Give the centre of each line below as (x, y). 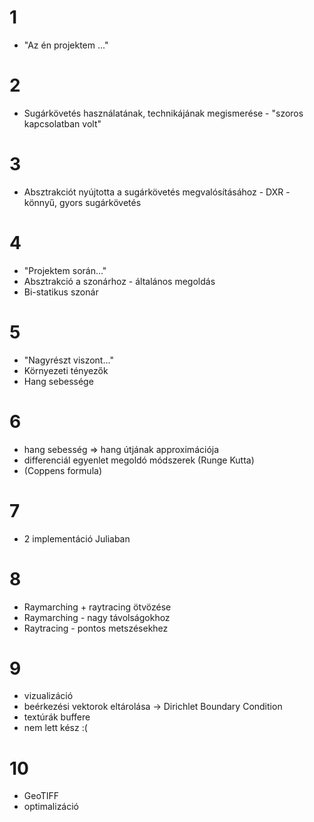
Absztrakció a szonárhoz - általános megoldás (119, 281)
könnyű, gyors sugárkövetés (82, 202)
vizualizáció (48, 696)
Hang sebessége (58, 381)
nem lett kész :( (55, 728)
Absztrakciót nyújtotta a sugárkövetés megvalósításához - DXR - (157, 192)
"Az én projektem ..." (66, 45)
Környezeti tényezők (66, 370)
